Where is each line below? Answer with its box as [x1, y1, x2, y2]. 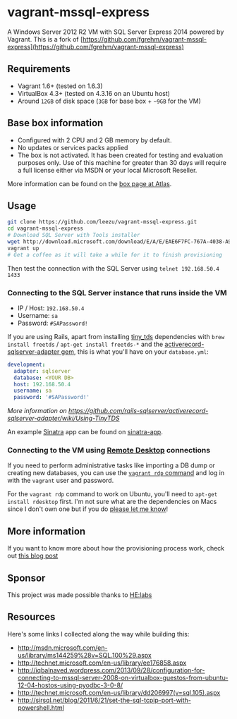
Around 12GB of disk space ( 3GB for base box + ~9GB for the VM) [17, 97, 201, 105]
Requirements [7, 63, 71, 75]
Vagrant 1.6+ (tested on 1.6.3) [17, 82, 104, 90]
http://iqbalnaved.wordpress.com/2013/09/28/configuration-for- [17, 665, 205, 674]
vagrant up [7, 245, 39, 252]
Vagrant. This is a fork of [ [7, 35, 83, 43]
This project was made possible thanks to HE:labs [7, 591, 152, 599]
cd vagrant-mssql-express [7, 225, 83, 233]
